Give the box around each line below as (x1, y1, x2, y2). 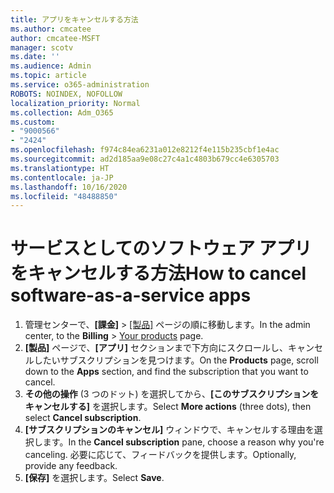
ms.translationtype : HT (10, 163, 110, 173)
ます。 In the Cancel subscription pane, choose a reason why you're (42, 436, 325, 448)
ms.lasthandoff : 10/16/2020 (10, 182, 128, 192)
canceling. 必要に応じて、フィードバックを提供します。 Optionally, (24, 449, 297, 461)
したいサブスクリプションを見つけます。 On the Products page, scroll (33, 354, 319, 366)
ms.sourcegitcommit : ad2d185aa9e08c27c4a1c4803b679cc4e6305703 (10, 154, 280, 164)
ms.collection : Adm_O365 (10, 107, 114, 118)
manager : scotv (10, 42, 74, 53)
